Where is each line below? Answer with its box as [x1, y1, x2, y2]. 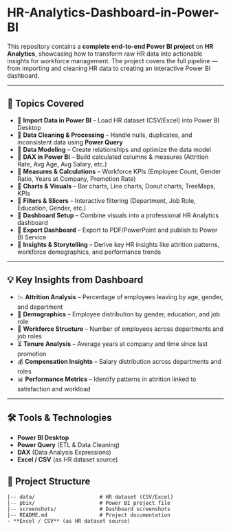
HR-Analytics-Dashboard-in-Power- [7, 5, 220, 21]
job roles [16, 332, 43, 340]
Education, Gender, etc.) [16, 204, 87, 212]
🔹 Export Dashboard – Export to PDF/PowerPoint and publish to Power [16, 226, 218, 234]
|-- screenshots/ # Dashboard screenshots [7, 506, 170, 513]
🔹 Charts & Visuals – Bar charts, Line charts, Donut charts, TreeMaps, [16, 182, 216, 190]
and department [16, 303, 63, 311]
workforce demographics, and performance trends [16, 248, 162, 256]
